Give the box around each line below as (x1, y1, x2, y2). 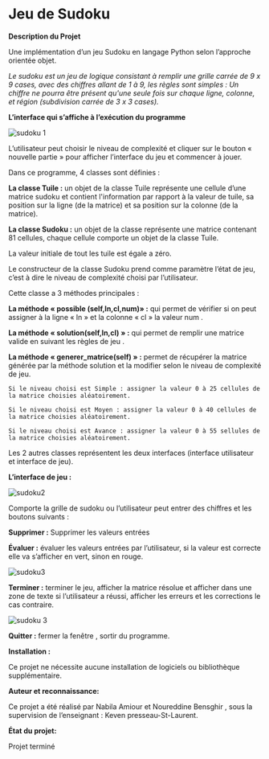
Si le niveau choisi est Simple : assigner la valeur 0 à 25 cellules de (8, 384, 261, 392)
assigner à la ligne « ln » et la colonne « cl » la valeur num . (8, 312, 203, 322)
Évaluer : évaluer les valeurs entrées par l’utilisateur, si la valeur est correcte (8, 543, 261, 552)
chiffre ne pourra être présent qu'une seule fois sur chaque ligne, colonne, (8, 88, 255, 97)
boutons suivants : (8, 511, 70, 521)
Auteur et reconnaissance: (8, 686, 100, 695)
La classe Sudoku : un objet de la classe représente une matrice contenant (8, 224, 257, 234)
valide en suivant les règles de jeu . (8, 336, 125, 346)
